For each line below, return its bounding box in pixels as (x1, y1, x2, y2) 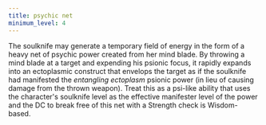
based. (8, 108, 31, 118)
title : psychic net (8, 11, 73, 20)
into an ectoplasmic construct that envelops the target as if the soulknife (8, 66, 247, 76)
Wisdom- (207, 100, 238, 110)
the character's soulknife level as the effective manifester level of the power (8, 92, 258, 101)
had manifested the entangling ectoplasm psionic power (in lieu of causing (8, 75, 254, 84)
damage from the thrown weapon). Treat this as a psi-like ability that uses (8, 83, 251, 92)
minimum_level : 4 (8, 19, 66, 27)
